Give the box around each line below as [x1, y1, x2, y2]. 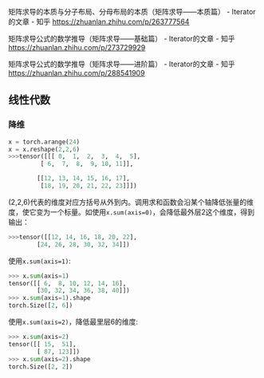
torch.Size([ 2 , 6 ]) [8, 301, 73, 309]
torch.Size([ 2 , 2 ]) [8, 362, 73, 371]
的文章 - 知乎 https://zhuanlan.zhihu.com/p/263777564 [8, 17, 190, 26]
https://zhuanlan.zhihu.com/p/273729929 [8, 43, 146, 52]
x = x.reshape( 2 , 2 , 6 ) [8, 145, 81, 153]
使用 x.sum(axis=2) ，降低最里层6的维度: [8, 317, 138, 327]
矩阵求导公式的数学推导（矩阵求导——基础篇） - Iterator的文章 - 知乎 [8, 34, 235, 43]
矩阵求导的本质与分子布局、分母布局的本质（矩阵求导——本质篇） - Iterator [8, 7, 257, 16]
